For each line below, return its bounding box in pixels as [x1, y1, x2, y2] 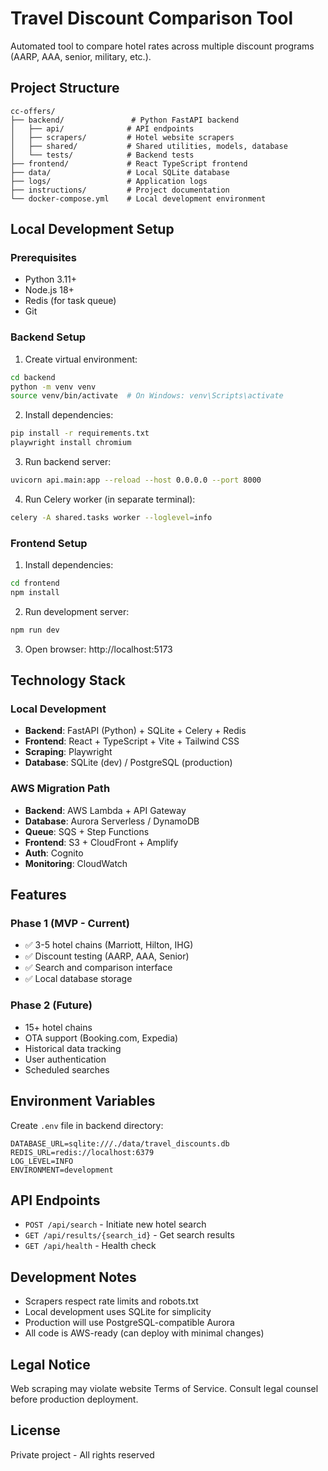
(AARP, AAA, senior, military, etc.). [10, 50, 152, 62]
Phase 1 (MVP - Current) [10, 917, 131, 931]
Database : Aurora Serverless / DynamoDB [24, 815, 200, 827]
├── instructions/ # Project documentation [10, 185, 230, 195]
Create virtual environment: [24, 353, 138, 365]
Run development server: [24, 605, 130, 617]
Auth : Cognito [24, 847, 84, 859]
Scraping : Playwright [24, 746, 113, 758]
